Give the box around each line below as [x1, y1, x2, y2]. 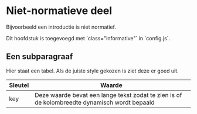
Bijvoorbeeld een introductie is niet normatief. [6, 23, 116, 30]
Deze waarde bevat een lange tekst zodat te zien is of [34, 91, 182, 99]
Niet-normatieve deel [6, 4, 113, 18]
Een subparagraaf [6, 51, 73, 62]
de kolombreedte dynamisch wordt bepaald [34, 98, 155, 106]
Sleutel [9, 81, 29, 89]
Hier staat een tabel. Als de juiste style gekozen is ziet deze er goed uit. [6, 67, 179, 74]
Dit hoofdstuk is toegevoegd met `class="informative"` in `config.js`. [6, 34, 171, 42]
